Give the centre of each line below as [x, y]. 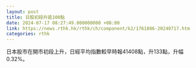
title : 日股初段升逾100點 [36, 17]
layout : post [23, 12]
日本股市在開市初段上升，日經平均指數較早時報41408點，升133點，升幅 [95, 52]
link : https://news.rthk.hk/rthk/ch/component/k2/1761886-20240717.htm [98, 28]
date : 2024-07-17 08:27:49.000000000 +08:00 [63, 23]
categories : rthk [28, 34]
